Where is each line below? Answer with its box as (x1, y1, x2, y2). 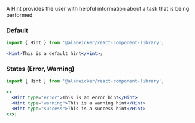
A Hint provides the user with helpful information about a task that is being (6, 5, 190, 12)
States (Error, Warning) (6, 64, 75, 73)
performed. (6, 11, 34, 19)
